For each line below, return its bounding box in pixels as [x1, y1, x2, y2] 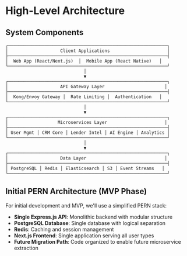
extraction [13, 244, 38, 251]
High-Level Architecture [5, 4, 125, 18]
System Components [5, 27, 84, 37]
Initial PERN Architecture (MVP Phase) [5, 186, 147, 196]
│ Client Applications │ [5, 48, 170, 54]
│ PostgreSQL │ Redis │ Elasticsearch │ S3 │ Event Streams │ [5, 165, 165, 171]
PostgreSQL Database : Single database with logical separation [13, 219, 166, 226]
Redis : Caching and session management [13, 226, 114, 233]
